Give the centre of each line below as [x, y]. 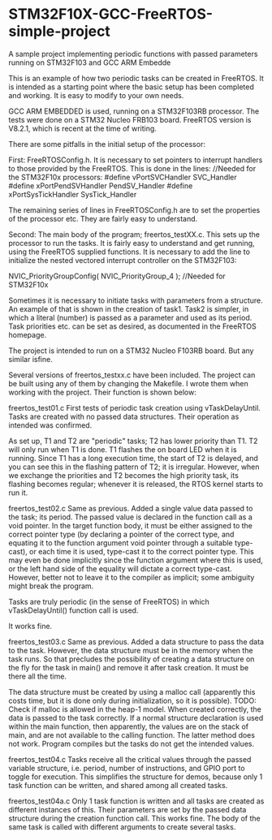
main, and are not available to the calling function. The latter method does [132, 734]
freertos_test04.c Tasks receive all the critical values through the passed [130, 759]
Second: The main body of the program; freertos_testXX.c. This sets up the [134, 234]
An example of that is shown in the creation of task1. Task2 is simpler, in [129, 308]
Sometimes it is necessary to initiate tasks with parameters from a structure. [136, 300]
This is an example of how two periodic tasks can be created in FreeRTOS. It [136, 78]
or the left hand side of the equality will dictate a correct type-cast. [121, 568]
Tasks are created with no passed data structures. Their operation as [124, 416]
